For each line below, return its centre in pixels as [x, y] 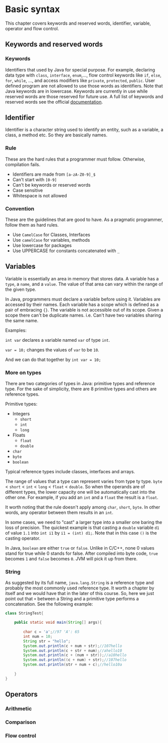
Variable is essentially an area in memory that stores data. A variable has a [82, 278]
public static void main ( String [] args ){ [58, 623]
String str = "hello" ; [47, 641]
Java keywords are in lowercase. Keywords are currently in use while [76, 91]
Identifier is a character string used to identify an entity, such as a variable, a [85, 130]
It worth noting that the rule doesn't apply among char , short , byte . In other [83, 507]
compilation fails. [23, 164]
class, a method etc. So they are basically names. [56, 135]
